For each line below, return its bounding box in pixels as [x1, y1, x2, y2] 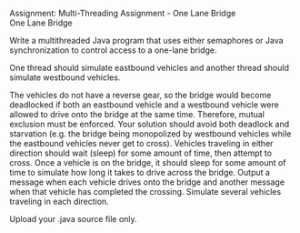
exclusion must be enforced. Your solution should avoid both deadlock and [9, 118, 289, 129]
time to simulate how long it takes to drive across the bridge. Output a [9, 167, 271, 177]
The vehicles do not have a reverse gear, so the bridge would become [9, 90, 272, 100]
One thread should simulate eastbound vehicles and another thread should [9, 63, 289, 73]
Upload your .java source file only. [9, 214, 138, 224]
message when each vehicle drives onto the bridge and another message [9, 177, 285, 187]
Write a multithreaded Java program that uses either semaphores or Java [9, 35, 284, 46]
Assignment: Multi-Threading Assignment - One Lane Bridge [9, 8, 236, 18]
